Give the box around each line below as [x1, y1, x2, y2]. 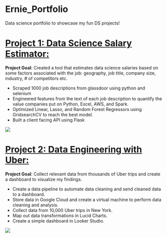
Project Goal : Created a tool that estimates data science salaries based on [5, 64, 158, 70]
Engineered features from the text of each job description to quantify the [12, 95, 162, 101]
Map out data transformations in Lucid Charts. [12, 212, 107, 218]
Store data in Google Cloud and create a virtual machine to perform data [12, 196, 161, 202]
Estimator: [5, 48, 49, 59]
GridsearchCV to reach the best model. [12, 111, 93, 117]
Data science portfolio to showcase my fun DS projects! [5, 20, 120, 26]
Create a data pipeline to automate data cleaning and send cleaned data [12, 186, 161, 192]
